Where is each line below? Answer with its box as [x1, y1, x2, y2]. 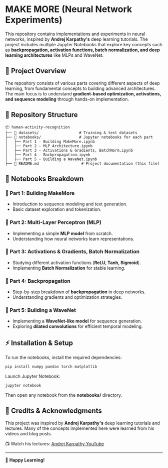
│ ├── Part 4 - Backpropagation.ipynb [5, 152, 91, 157]
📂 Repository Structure [5, 110, 78, 119]
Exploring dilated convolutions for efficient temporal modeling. [12, 323, 143, 329]
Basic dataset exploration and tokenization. [12, 206, 101, 212]
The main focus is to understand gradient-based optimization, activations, [5, 90, 161, 96]
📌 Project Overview [5, 67, 66, 75]
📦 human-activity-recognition [5, 125, 70, 130]
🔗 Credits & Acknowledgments [5, 407, 102, 415]
